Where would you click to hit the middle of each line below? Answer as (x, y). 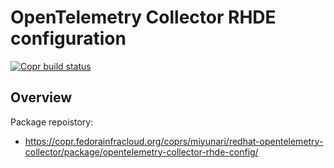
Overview (41, 97)
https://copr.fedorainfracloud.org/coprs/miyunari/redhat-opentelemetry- (174, 141)
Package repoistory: (52, 122)
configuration (68, 38)
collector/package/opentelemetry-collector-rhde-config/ (141, 152)
